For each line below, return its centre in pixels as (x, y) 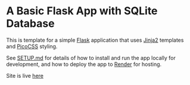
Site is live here (25, 75)
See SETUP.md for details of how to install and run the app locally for (91, 58)
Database (30, 23)
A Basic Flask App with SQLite (82, 11)
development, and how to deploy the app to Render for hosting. (84, 64)
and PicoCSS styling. (32, 46)
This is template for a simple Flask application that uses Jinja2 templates (95, 40)
